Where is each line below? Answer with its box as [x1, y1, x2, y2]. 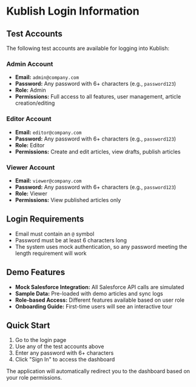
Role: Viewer [15, 190, 47, 197]
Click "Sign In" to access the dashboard [15, 356, 115, 363]
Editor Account [6, 114, 52, 123]
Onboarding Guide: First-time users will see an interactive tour [15, 302, 173, 310]
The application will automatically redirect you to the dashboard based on [6, 368, 190, 375]
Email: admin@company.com [15, 74, 79, 81]
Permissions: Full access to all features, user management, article [15, 93, 181, 100]
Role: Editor [15, 141, 45, 148]
